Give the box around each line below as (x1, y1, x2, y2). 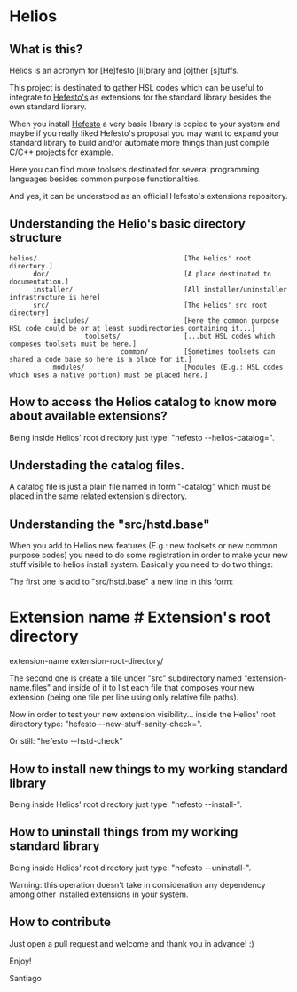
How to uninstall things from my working (9, 825, 238, 840)
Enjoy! (9, 956, 33, 966)
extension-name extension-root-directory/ (9, 656, 164, 667)
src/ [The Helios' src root (32, 300, 268, 309)
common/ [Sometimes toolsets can (120, 347, 276, 356)
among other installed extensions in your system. (9, 889, 189, 900)
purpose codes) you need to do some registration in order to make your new (9, 549, 288, 561)
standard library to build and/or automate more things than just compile (9, 138, 270, 148)
